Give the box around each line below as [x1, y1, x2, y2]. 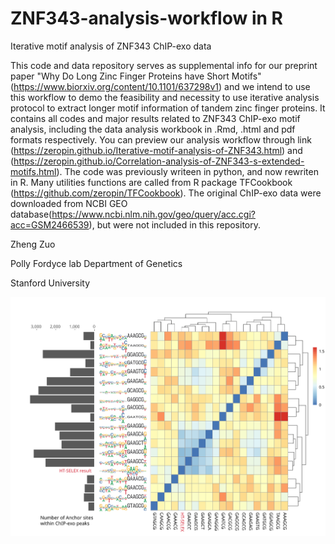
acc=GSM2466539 [10, 218, 90, 231]
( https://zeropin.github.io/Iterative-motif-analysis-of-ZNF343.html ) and [10, 144, 303, 156]
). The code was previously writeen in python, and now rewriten [56, 165, 319, 177]
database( [10, 208, 53, 220]
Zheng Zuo [10, 238, 56, 250]
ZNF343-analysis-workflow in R [10, 7, 283, 30]
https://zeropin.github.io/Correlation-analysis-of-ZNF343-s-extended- [13, 155, 305, 167]
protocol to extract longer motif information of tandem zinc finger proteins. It [10, 102, 326, 114]
